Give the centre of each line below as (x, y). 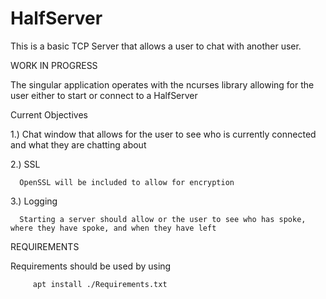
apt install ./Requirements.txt (100, 284)
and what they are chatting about (78, 144)
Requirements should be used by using (91, 266)
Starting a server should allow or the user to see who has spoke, (163, 219)
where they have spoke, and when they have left (113, 228)
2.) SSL (25, 164)
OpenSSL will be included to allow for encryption (127, 182)
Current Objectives (49, 114)
